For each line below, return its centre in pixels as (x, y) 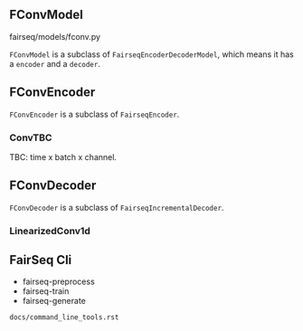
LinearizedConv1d (50, 231)
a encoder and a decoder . (55, 63)
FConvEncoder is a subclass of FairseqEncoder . (95, 114)
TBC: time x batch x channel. (63, 156)
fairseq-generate (54, 301)
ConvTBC (31, 137)
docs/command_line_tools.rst (64, 317)
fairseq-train (46, 291)
